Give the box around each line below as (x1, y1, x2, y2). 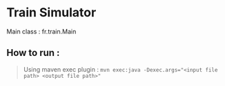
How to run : (6, 47, 60, 59)
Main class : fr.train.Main (6, 27, 77, 35)
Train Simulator (6, 5, 97, 20)
